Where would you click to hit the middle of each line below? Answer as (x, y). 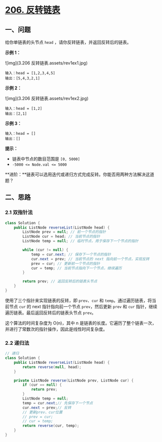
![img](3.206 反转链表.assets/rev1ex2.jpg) (47, 98)
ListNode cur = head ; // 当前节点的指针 (62, 237)
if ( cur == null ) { (42, 385)
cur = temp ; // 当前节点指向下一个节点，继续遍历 (76, 268)
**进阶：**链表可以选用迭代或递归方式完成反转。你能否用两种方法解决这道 (80, 174)
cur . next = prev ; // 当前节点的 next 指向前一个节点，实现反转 (90, 259)
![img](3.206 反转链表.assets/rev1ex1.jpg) (46, 63)
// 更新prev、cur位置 (43, 412)
